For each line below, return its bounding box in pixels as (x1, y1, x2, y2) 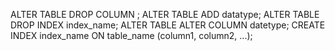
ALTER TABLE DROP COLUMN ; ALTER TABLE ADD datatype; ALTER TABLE (10, 9, 320, 20)
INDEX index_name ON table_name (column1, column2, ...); (10, 30, 253, 41)
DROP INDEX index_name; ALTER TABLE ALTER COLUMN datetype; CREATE (10, 19, 326, 31)
